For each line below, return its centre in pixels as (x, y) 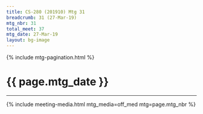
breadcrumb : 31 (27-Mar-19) (42, 18)
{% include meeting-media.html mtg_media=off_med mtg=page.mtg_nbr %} (101, 104)
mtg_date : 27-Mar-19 (32, 35)
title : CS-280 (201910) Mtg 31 (46, 12)
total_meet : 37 (25, 29)
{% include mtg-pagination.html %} (50, 57)
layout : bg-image (28, 40)
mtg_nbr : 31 (21, 23)
